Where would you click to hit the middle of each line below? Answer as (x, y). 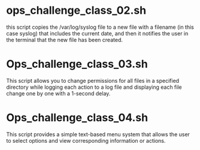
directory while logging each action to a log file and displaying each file (94, 87)
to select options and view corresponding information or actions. (86, 140)
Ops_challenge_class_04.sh (77, 118)
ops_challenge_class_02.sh (76, 10)
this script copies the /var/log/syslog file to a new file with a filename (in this (100, 27)
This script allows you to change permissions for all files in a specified (93, 80)
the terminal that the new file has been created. (64, 40)
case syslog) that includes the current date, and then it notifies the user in (97, 33)
